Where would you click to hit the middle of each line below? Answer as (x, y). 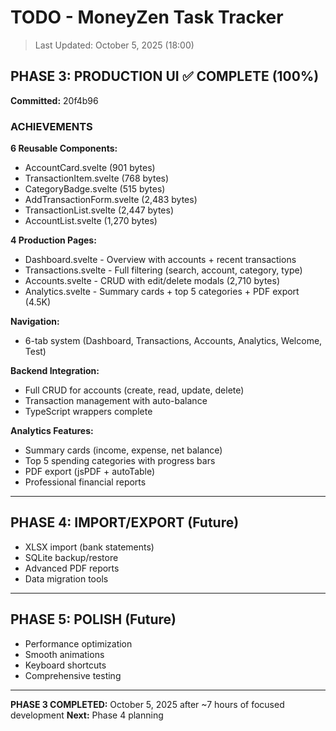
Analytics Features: (52, 431)
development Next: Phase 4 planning (87, 715)
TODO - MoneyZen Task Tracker (147, 17)
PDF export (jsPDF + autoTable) (90, 472)
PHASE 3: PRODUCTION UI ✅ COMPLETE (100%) (165, 76)
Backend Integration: (55, 371)
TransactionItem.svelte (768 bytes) (97, 178)
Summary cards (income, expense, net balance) (123, 450)
